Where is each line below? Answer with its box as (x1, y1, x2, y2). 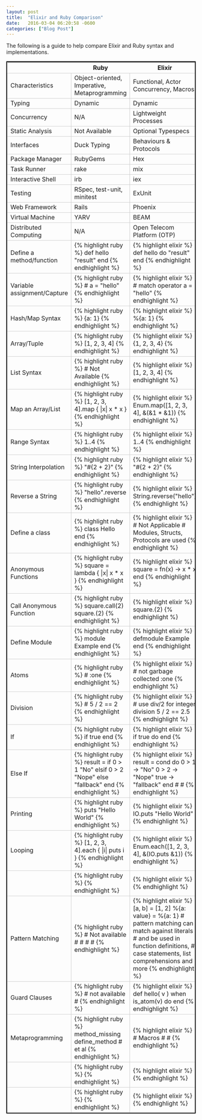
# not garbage (133, 667, 173, 676)
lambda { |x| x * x (74, 569, 124, 577)
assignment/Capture (10, 289, 69, 297)
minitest (74, 193, 97, 201)
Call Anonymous (10, 602, 57, 610)
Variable (10, 282, 34, 290)
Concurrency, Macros (133, 85, 195, 93)
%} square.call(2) (74, 602, 124, 610)
